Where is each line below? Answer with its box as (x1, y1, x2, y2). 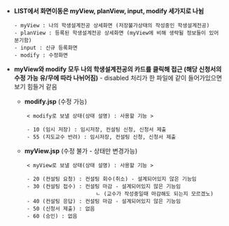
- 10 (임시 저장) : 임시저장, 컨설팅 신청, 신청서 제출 (27, 126, 167, 133)
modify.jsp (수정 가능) (24, 97, 88, 106)
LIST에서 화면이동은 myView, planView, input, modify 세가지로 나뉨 (13, 7, 204, 15)
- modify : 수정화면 (13, 52, 69, 59)
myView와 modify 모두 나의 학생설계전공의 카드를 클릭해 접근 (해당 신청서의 (13, 65, 222, 73)
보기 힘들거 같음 (13, 83, 57, 90)
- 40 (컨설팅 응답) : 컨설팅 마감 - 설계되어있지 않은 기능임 (27, 198, 181, 205)
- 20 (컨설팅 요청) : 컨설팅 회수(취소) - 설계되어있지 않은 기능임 (27, 176, 197, 183)
